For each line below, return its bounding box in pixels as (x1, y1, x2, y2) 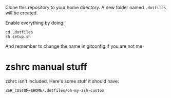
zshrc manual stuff (5, 61, 87, 73)
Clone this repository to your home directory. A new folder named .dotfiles (5, 5, 166, 10)
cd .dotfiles (5, 30, 33, 35)
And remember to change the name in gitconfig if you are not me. (5, 43, 144, 49)
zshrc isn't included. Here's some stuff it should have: (5, 78, 119, 84)
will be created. (5, 10, 38, 16)
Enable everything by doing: (5, 20, 65, 26)
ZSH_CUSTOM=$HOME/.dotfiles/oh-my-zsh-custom (5, 88, 104, 93)
